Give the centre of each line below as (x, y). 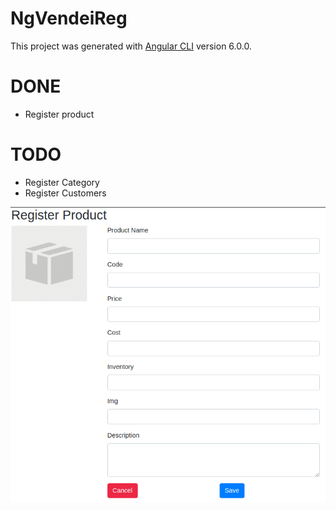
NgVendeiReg (69, 18)
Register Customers (65, 193)
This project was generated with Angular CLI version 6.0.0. (131, 46)
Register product (59, 114)
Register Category (62, 182)
